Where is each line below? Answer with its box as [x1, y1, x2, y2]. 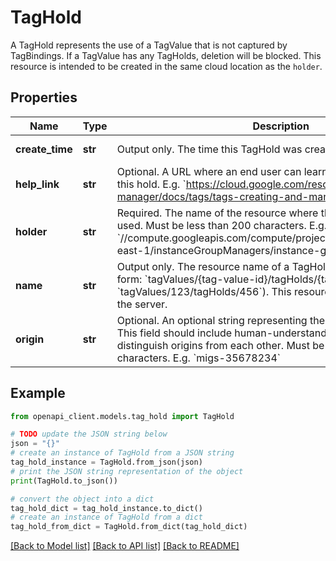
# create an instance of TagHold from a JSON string [10, 448, 235, 458]
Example [10, 385, 66, 402]
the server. [116, 297, 168, 311]
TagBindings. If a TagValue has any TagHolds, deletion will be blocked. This [10, 49, 322, 61]
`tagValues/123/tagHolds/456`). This [116, 284, 292, 298]
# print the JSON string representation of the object [10, 466, 244, 476]
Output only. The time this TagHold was [116, 142, 303, 156]
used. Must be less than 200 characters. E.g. [116, 218, 328, 232]
